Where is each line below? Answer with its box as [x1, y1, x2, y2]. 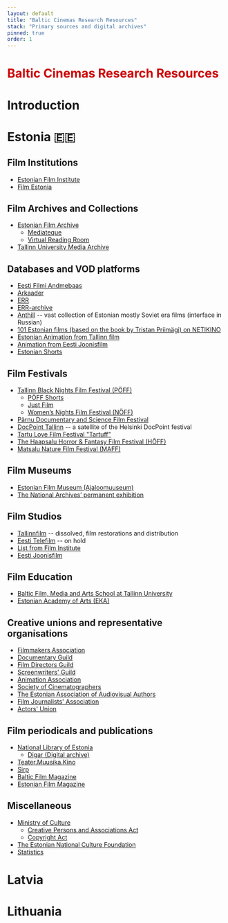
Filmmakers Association [17, 646, 86, 655]
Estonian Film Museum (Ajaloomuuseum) [17, 483, 134, 491]
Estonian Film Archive [17, 221, 79, 229]
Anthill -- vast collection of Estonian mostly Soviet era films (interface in [17, 311, 222, 319]
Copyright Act [27, 833, 68, 841]
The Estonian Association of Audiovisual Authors [17, 690, 156, 699]
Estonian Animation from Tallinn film [17, 333, 120, 341]
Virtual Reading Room [27, 236, 90, 244]
